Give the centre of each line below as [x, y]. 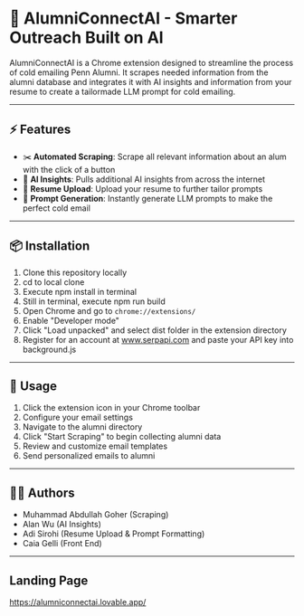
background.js [49, 349]
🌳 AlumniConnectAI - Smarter [123, 19]
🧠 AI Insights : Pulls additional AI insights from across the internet [143, 179]
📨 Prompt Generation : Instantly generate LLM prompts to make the [147, 198]
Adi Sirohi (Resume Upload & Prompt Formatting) [114, 534]
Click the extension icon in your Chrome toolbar [111, 408]
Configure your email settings [78, 417]
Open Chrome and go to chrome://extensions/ [109, 310]
